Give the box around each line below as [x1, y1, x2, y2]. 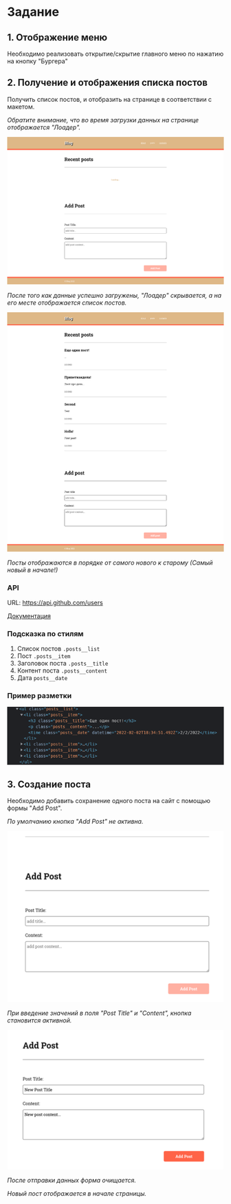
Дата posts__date [16, 674, 68, 682]
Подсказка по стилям [7, 628, 84, 638]
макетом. [7, 102, 35, 111]
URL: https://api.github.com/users [7, 598, 103, 606]
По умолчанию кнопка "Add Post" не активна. [7, 818, 144, 826]
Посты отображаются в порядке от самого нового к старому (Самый [7, 558, 213, 567]
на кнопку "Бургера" [7, 57, 69, 65]
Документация [7, 611, 52, 620]
